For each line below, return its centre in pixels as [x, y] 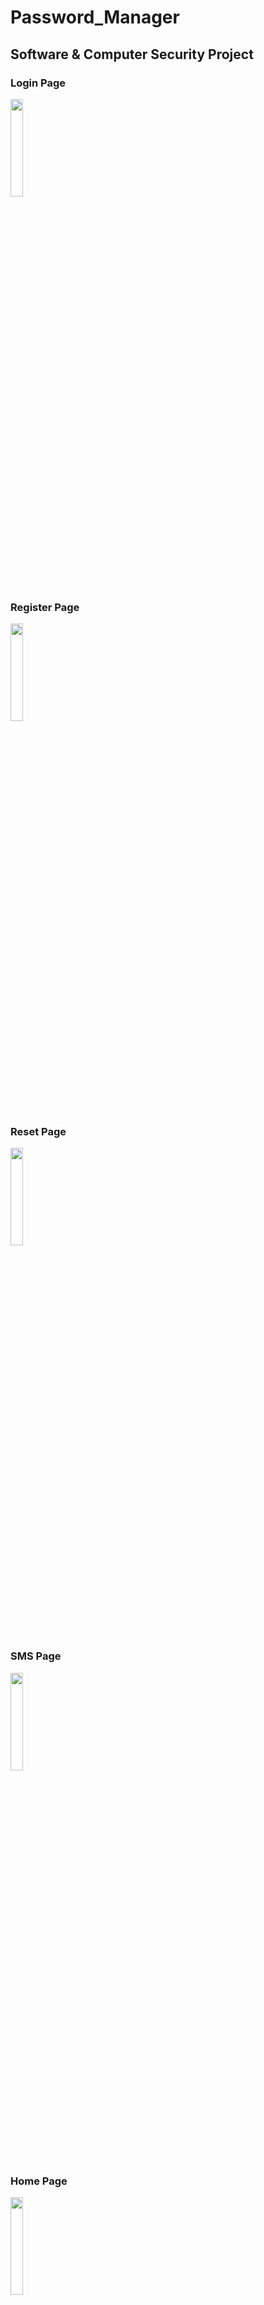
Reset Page [38, 1132]
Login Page [38, 83]
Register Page [45, 607]
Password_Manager [95, 17]
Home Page [39, 2181]
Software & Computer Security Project [132, 54]
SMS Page [36, 1656]
